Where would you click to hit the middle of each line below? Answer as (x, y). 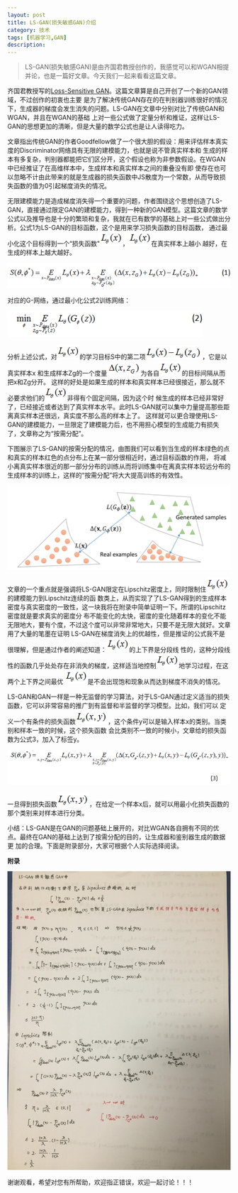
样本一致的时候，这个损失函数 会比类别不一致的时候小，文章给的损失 (120, 731)
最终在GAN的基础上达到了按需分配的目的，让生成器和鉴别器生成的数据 (123, 837)
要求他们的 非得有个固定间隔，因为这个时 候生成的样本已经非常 (115, 398)
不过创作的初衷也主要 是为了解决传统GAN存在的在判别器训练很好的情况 (124, 100)
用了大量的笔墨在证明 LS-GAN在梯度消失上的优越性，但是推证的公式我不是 (116, 634)
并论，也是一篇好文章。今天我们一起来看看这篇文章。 (102, 76)
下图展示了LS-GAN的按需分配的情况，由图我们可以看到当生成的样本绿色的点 (119, 448)
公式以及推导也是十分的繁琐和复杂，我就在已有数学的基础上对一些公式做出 (116, 219)
